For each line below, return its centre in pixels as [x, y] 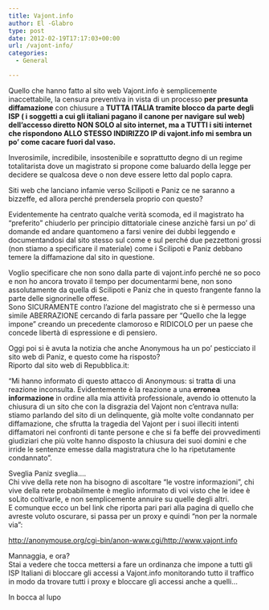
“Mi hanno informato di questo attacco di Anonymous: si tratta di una [122, 381]
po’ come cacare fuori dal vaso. [62, 142]
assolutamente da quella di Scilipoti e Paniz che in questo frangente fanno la [134, 290]
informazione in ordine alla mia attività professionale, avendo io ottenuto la [132, 398]
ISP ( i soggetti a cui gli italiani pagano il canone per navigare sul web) [127, 116]
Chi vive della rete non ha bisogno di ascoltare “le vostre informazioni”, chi [131, 482]
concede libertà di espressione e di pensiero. [83, 332]
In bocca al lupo [35, 597]
